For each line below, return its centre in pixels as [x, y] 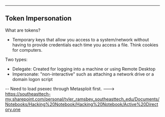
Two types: [16, 59]
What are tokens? [23, 30]
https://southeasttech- [28, 94]
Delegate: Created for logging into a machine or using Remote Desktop [84, 69]
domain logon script [32, 79]
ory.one [13, 109]
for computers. [27, 50]
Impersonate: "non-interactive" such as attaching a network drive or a [83, 74]
